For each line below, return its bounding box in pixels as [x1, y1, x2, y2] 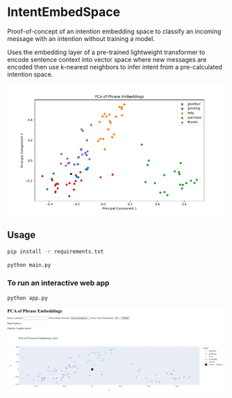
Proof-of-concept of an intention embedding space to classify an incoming [7, 27, 222, 35]
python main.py [7, 262, 51, 269]
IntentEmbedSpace [7, 4, 120, 20]
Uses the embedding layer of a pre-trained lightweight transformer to [7, 48, 206, 56]
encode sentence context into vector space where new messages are [7, 55, 207, 63]
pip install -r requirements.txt [7, 248, 104, 256]
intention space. [7, 70, 53, 78]
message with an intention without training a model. [7, 34, 155, 42]
